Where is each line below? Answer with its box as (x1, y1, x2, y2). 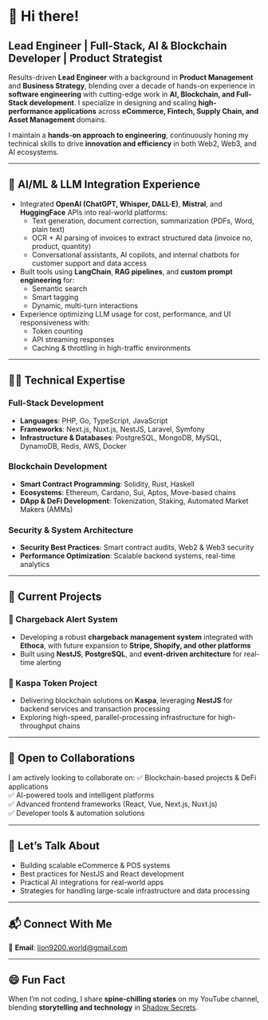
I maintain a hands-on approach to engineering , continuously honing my (8, 131, 249, 140)
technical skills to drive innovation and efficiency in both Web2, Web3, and (8, 139, 257, 148)
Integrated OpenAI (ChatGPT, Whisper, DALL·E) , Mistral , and (19, 199, 223, 208)
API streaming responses (31, 334, 115, 344)
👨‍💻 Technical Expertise (8, 374, 126, 388)
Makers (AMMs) (19, 504, 73, 514)
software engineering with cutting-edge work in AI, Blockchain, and (8, 89, 235, 99)
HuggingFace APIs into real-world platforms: (19, 207, 168, 217)
